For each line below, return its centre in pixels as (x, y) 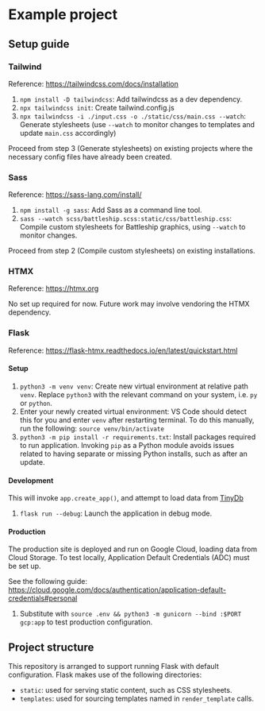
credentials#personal (43, 598)
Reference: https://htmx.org (54, 288)
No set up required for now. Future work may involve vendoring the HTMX (129, 304)
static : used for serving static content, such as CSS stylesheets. (126, 690)
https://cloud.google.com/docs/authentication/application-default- (117, 590)
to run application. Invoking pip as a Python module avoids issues (127, 445)
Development (31, 480)
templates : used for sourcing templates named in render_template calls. (137, 699)
